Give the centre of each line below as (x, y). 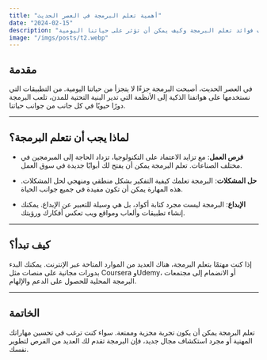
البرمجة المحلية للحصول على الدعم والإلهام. (73, 281)
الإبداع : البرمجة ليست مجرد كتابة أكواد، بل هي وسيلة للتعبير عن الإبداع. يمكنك (133, 204)
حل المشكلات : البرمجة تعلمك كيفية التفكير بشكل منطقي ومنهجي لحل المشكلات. (139, 180)
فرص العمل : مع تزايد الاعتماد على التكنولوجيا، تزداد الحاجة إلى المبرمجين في (132, 157)
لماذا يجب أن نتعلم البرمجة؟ (69, 138)
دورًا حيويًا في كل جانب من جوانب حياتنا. (67, 106)
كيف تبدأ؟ (30, 245)
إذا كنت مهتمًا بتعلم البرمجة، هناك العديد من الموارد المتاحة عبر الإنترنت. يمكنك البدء (130, 264)
